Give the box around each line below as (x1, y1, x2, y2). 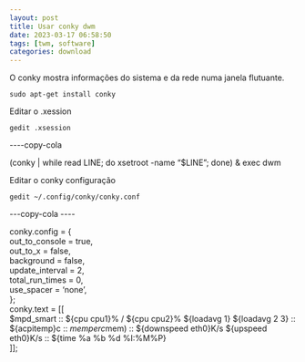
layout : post (9, 13, 59, 23)
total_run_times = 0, (9, 274, 84, 285)
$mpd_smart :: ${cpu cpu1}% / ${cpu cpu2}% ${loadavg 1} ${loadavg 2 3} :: (9, 314, 296, 325)
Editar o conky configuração (9, 175, 117, 186)
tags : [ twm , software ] (9, 38, 96, 48)
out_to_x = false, (9, 245, 71, 256)
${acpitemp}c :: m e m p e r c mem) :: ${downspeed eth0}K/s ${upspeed (9, 323, 268, 334)
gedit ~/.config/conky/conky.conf (9, 192, 141, 202)
